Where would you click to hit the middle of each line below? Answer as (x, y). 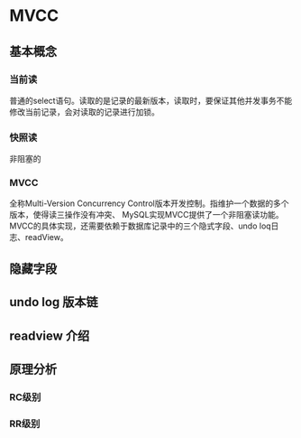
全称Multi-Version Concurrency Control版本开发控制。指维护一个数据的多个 (149, 203)
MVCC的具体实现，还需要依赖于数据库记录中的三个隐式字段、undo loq (141, 226)
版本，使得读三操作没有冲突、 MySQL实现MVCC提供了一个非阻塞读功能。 (146, 215)
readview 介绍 (50, 335)
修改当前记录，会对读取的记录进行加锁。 (84, 112)
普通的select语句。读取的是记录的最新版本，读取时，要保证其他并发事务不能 (151, 100)
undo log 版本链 (54, 302)
